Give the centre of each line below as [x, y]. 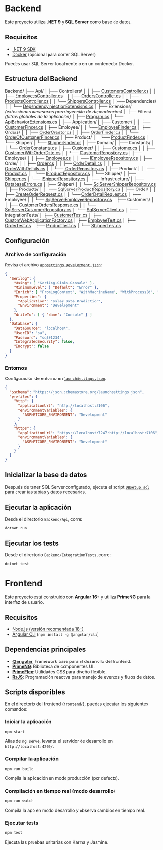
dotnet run [16, 528]
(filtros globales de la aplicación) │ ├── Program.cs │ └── [64, 116]
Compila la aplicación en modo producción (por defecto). [62, 778]
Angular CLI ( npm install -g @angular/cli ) [55, 634]
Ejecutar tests [22, 823]
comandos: [16, 709]
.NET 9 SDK [24, 49]
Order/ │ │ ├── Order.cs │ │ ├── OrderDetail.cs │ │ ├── [63, 163]
